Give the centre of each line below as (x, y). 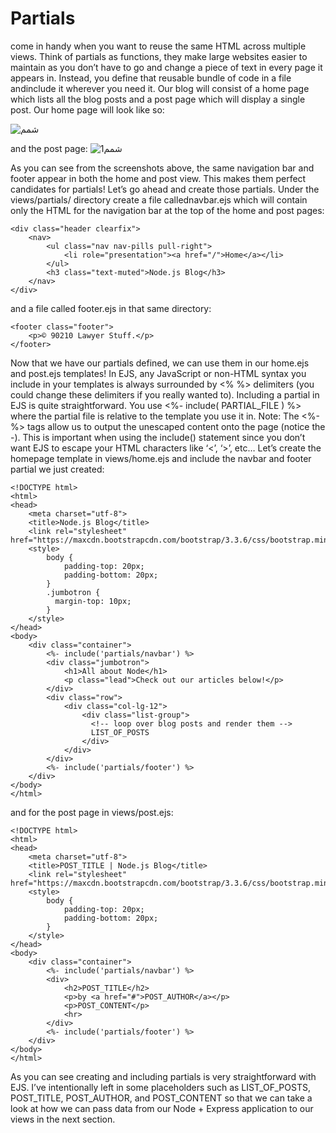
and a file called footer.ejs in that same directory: (111, 308)
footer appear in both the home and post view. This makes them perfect (158, 178)
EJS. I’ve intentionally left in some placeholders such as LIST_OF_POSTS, (160, 1087)
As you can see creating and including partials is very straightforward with (163, 1076)
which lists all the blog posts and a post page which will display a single (158, 99)
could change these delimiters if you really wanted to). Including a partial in (165, 394)
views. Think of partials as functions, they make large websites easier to (159, 56)
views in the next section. (63, 1119)
